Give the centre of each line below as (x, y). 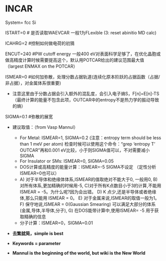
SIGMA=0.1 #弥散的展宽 (29, 116)
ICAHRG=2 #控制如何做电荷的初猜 (40, 43)
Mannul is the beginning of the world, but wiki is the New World (79, 253)
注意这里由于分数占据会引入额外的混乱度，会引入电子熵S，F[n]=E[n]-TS (86, 93)
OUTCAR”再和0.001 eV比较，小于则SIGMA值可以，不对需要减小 (85, 150)
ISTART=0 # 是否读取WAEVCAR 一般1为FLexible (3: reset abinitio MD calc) (81, 32)
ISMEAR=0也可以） (39, 173)
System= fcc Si (21, 22)
